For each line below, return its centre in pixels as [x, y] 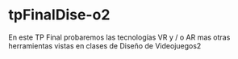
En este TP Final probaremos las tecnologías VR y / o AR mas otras [119, 37]
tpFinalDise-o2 [59, 15]
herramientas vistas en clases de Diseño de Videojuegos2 [105, 45]
